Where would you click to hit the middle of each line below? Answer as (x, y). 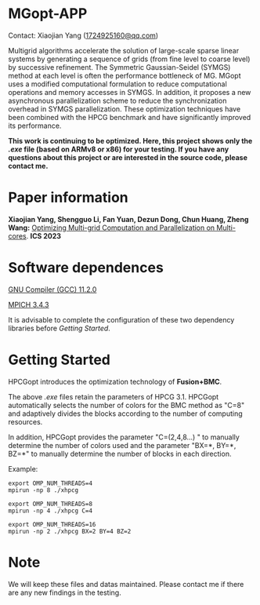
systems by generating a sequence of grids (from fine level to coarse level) (129, 59)
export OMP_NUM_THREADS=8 (50, 504)
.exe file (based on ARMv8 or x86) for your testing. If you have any (119, 149)
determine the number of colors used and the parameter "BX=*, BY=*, (122, 445)
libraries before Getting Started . (60, 328)
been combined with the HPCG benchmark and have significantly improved (130, 117)
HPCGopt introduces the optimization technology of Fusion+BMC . (115, 381)
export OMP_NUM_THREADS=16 (52, 524)
